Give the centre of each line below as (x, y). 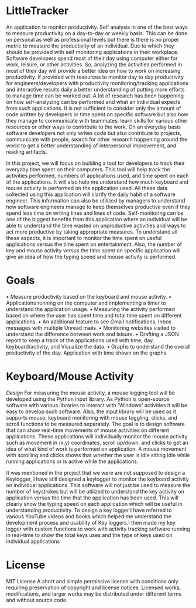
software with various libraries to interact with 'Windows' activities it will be (97, 405)
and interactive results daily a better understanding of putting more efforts (96, 89)
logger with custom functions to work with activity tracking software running (98, 529)
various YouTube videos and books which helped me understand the (89, 516)
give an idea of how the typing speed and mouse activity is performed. (91, 256)
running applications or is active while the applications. (72, 461)
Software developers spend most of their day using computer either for (92, 58)
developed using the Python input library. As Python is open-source (88, 399)
